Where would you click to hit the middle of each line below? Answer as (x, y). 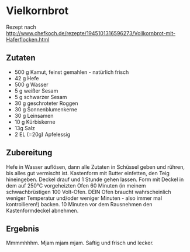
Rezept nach (21, 27)
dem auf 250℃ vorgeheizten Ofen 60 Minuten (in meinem (76, 185)
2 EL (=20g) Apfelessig (42, 134)
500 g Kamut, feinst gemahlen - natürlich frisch (72, 72)
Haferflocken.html (28, 39)
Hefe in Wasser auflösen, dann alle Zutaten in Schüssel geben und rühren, (96, 167)
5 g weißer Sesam (36, 91)
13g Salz (25, 128)
